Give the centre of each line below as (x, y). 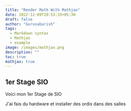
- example (20, 43)
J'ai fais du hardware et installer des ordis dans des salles (65, 104)
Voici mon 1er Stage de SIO (34, 94)
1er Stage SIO (27, 82)
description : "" (22, 52)
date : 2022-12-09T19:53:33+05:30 (40, 15)
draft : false (19, 19)
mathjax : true (20, 62)
